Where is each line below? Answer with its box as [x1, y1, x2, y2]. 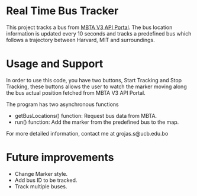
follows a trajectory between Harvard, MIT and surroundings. [6, 36, 155, 43]
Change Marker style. [14, 170, 68, 177]
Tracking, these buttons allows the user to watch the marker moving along [6, 83, 188, 90]
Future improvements [6, 151, 114, 164]
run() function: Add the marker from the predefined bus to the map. [14, 118, 179, 126]
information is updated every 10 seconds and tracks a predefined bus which [6, 30, 192, 37]
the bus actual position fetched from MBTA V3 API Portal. [6, 89, 146, 96]
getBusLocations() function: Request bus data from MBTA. [14, 112, 157, 119]
